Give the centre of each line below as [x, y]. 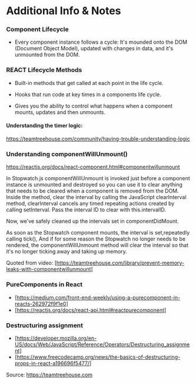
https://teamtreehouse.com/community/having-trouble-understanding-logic [98, 139]
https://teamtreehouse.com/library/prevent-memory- [120, 263]
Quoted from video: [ [31, 263]
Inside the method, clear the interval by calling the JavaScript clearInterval [96, 197]
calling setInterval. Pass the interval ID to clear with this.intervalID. [86, 210]
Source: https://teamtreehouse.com [49, 375]
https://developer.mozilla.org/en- [57, 338]
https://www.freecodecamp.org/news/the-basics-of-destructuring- [99, 357]
